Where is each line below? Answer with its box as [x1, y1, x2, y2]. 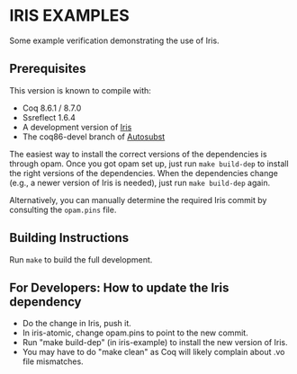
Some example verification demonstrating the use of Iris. [9, 35, 220, 46]
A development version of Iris [22, 121, 132, 132]
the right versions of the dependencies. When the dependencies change [9, 167, 279, 178]
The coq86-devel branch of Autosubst [22, 131, 166, 142]
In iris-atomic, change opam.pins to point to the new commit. [22, 327, 249, 338]
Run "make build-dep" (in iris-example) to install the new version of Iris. [22, 337, 288, 348]
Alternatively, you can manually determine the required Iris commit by [9, 194, 267, 205]
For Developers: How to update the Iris [9, 280, 229, 295]
